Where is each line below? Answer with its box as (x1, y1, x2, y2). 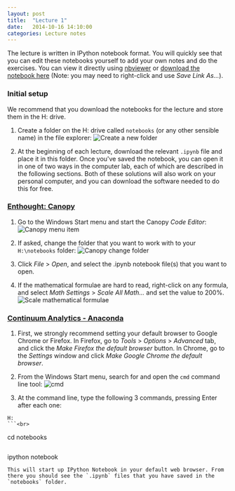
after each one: (17, 401, 62, 410)
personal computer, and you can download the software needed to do (17, 177, 220, 185)
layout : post (7, 10, 46, 18)
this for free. (17, 184, 54, 193)
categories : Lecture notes (7, 29, 86, 37)
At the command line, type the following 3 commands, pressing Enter (17, 394, 217, 402)
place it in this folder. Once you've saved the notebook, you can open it (17, 154, 223, 163)
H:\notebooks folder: (17, 246, 76, 255)
